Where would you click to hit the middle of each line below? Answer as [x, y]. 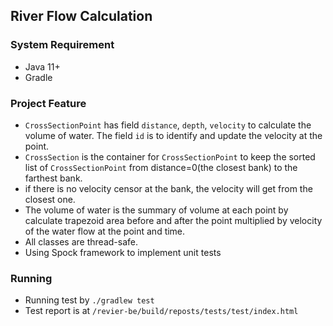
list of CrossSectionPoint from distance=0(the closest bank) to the [161, 167]
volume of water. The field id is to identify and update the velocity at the [173, 135]
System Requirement [62, 45]
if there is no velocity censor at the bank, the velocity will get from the [168, 188]
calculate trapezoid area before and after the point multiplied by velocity [173, 220]
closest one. [50, 199]
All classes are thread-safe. [81, 241]
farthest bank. [53, 178]
